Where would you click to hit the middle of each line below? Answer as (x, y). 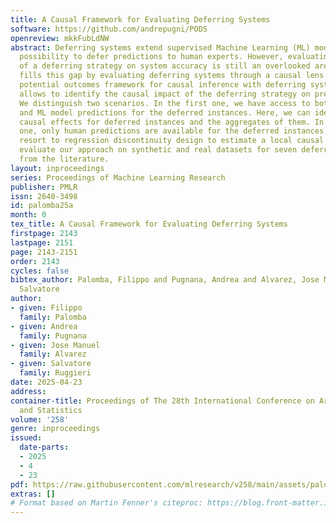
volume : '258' (40, 419)
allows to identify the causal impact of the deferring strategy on (165, 94)
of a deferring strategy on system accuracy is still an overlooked (165, 66)
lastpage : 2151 (42, 242)
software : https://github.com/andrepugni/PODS (109, 29)
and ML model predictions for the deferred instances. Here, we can (165, 112)
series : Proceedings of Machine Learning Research (118, 177)
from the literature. (64, 159)
